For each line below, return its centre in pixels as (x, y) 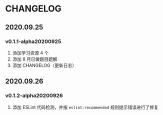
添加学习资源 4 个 (30, 52)
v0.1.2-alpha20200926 (34, 95)
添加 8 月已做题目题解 (35, 59)
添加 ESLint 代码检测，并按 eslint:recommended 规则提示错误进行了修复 (85, 107)
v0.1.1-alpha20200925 (33, 41)
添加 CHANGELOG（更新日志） (44, 65)
